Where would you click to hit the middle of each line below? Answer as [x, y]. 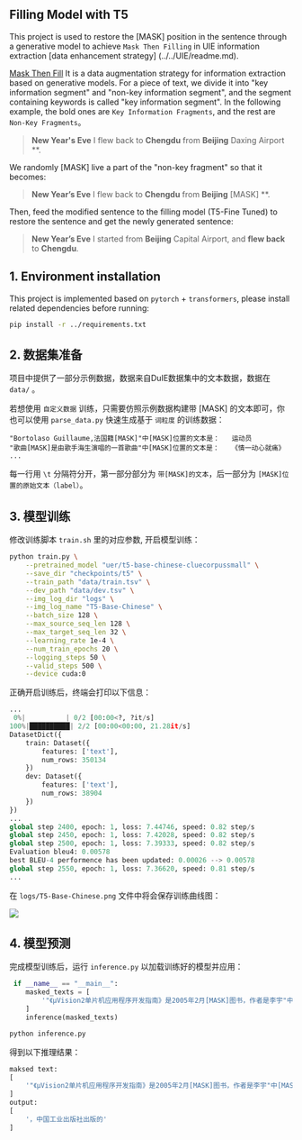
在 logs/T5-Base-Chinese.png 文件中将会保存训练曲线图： [115, 895]
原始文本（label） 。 [55, 485]
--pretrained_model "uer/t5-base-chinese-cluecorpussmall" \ [142, 565]
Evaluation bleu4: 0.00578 [60, 852]
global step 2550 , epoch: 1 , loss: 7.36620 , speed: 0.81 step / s [132, 869]
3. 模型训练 [40, 516]
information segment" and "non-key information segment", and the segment [151, 92]
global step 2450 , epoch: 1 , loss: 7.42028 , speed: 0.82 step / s [132, 835]
